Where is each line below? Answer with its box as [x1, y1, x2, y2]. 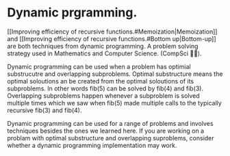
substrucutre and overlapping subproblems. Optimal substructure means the [7, 70, 223, 78]
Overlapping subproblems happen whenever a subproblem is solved [7, 91, 200, 100]
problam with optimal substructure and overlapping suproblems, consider [7, 133, 214, 142]
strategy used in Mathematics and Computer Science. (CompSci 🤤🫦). [7, 49, 202, 57]
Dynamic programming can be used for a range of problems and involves [7, 119, 214, 127]
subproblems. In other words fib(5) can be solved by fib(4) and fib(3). [7, 84, 204, 92]
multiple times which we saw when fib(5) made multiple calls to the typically [7, 99, 222, 107]
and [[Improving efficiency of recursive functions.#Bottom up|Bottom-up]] [7, 34, 217, 42]
